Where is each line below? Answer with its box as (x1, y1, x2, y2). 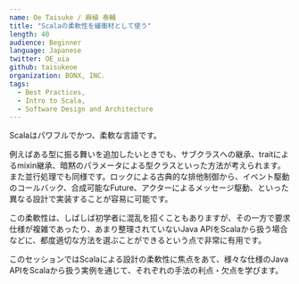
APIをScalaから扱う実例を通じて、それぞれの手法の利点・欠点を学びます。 (9, 265, 284, 276)
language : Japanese (9, 46, 82, 55)
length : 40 (9, 29, 50, 38)
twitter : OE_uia (9, 54, 70, 63)
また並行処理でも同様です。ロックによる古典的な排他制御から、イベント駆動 (9, 171, 290, 182)
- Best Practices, (17, 88, 87, 96)
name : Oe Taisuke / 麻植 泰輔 (9, 13, 116, 22)
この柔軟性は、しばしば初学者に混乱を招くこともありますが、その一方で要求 (9, 213, 291, 223)
